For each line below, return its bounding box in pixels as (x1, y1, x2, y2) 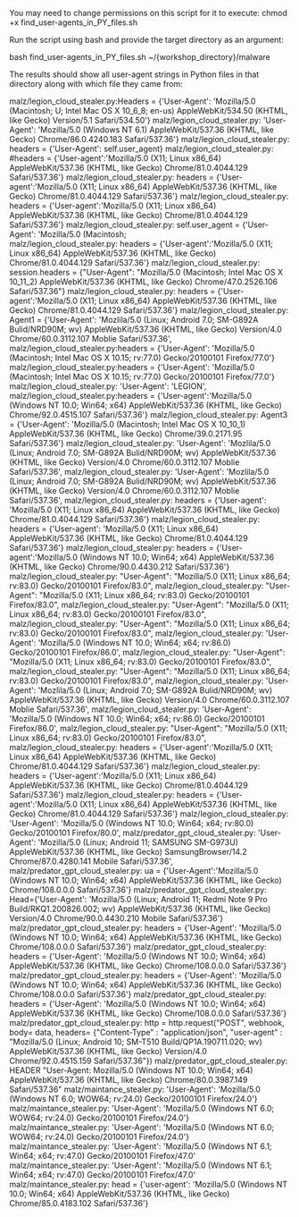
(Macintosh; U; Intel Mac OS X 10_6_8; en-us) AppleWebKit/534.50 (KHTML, (9, 106, 288, 115)
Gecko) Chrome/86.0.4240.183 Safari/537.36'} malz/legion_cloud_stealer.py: (9, 134, 290, 144)
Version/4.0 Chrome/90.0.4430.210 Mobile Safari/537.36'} (9, 913, 224, 924)
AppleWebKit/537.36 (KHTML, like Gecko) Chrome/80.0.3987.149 (9, 1075, 248, 1085)
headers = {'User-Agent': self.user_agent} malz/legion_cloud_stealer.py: (9, 143, 274, 154)
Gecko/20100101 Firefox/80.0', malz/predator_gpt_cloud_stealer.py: (9, 827, 256, 838)
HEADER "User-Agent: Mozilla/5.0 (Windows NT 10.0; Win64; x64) (9, 1065, 253, 1076)
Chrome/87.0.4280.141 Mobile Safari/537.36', (9, 856, 174, 866)
